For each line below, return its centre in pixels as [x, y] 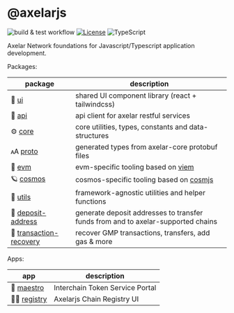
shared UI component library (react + [136, 96]
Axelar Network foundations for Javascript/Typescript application [101, 45]
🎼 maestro [28, 287]
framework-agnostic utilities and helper [140, 192]
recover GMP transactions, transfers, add [143, 233]
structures [92, 135]
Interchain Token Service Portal [105, 287]
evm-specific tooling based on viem [135, 167]
